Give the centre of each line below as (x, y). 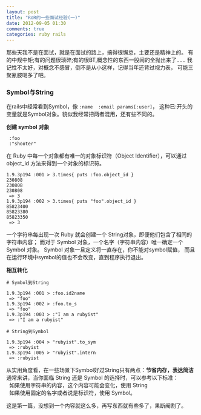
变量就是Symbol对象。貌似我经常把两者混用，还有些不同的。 (82, 114)
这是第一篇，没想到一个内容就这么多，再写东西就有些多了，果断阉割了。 (96, 406)
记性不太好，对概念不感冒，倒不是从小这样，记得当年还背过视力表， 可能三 (100, 68)
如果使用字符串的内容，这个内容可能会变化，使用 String (78, 385)
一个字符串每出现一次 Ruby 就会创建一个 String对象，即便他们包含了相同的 (99, 234)
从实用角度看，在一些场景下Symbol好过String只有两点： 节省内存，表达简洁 (100, 370)
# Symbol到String (28, 283)
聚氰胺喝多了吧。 (28, 75)
